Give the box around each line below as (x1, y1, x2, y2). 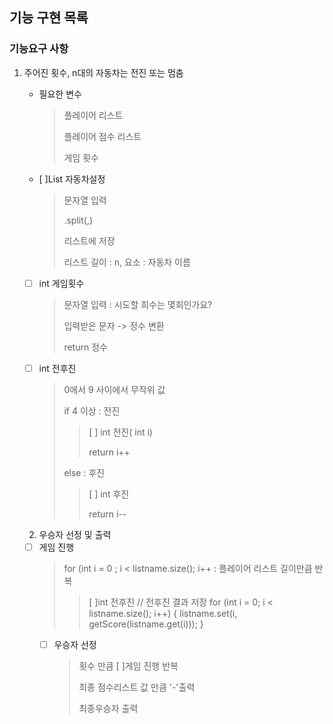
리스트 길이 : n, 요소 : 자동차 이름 (63, 256, 191, 268)
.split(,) (63, 214, 93, 226)
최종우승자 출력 (78, 702, 139, 714)
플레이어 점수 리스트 (63, 130, 142, 142)
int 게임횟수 (38, 277, 85, 289)
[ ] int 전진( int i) (88, 426, 153, 438)
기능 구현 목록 (9, 9, 89, 27)
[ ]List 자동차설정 (38, 173, 106, 185)
